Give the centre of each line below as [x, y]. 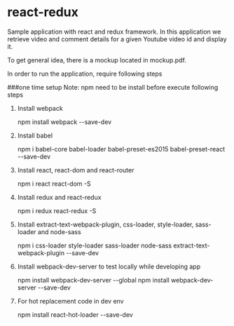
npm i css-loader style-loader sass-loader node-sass [95, 245]
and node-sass [60, 231]
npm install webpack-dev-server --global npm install [93, 280]
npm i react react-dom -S [54, 184]
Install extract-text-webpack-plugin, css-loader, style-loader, [105, 224]
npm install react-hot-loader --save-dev [75, 314]
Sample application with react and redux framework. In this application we [114, 32]
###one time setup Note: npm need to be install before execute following [113, 87]
